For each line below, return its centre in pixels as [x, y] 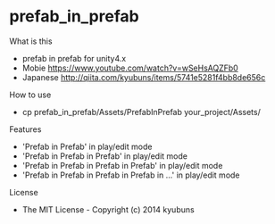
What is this [31, 41]
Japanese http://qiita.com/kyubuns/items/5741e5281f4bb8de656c [144, 77]
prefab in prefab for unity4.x [74, 58]
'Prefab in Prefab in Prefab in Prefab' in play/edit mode [122, 165]
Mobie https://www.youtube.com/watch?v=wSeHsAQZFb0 [130, 68]
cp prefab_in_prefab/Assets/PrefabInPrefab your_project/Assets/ [141, 112]
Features [25, 129]
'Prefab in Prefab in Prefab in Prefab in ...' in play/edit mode [131, 175]
